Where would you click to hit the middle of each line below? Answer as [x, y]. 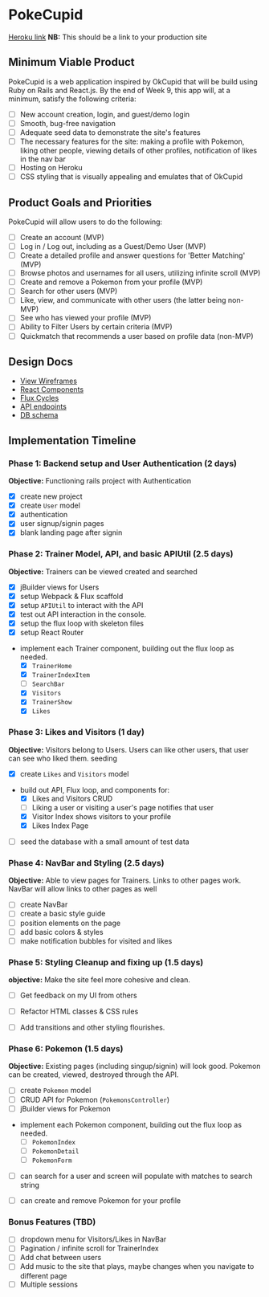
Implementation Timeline [72, 440]
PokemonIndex [54, 1142]
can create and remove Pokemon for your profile [100, 1200]
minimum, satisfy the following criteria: [72, 99]
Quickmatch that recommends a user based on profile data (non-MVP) [137, 336]
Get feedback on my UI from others [79, 995]
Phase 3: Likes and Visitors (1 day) [76, 732]
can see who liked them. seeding [63, 758]
